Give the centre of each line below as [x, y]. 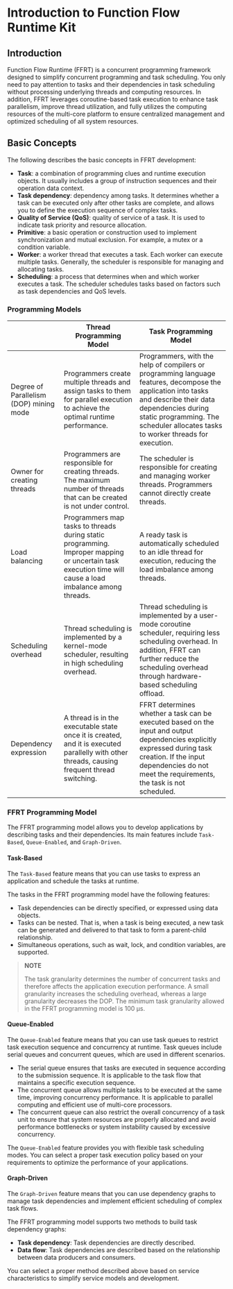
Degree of [27, 386]
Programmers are [92, 454]
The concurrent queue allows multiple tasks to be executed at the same [119, 1090]
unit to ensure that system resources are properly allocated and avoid [116, 1119]
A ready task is [163, 535]
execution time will [94, 570]
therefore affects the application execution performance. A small [116, 986]
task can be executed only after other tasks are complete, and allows [116, 203]
